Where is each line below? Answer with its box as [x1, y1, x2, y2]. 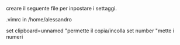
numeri [6, 33, 23, 40]
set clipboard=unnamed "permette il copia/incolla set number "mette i [6, 27, 175, 34]
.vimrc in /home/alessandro [6, 16, 72, 22]
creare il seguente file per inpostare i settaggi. [6, 5, 117, 12]
